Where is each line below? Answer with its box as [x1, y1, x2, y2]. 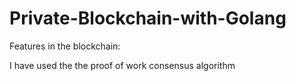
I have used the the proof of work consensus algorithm [9, 59, 236, 71]
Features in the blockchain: [9, 40, 121, 52]
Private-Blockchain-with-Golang [9, 7, 287, 30]
